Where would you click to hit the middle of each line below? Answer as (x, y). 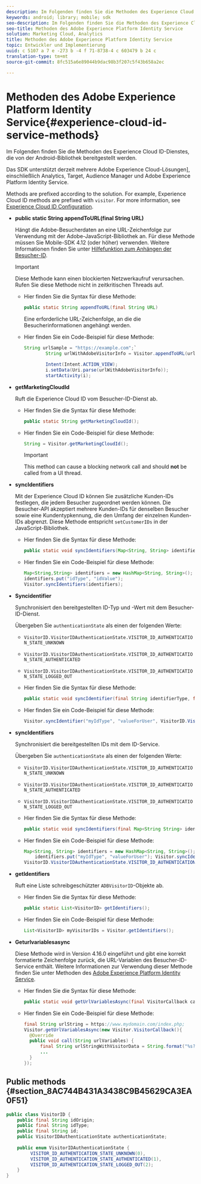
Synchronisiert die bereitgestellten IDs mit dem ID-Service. (87, 744)
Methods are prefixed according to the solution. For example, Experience (96, 194)
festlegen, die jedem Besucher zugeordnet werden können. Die (93, 503)
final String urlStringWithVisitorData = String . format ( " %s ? (118, 1047)
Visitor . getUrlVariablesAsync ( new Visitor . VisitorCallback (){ (103, 1030)
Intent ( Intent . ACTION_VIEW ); (82, 364)
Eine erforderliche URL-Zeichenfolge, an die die (83, 319)
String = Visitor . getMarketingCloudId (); (76, 444)
